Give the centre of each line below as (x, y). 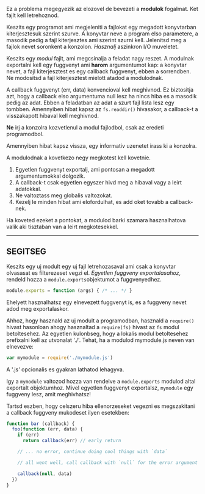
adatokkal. (28, 189)
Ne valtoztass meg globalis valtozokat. (64, 195)
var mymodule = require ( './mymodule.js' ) (60, 358)
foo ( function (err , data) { (48, 429)
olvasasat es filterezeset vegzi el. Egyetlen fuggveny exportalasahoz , (94, 273)
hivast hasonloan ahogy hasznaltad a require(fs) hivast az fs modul (93, 327)
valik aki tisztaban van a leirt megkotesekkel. (63, 227)
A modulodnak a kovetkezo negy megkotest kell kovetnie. (79, 158)
